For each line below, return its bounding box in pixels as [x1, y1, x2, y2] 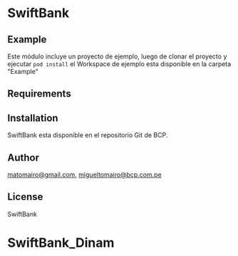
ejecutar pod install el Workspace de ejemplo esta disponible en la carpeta [7, 60, 232, 68]
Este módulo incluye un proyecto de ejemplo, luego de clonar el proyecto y [7, 52, 227, 60]
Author [7, 151, 39, 164]
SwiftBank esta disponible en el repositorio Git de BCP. [7, 131, 168, 139]
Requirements [7, 87, 71, 100]
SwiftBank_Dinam [7, 235, 115, 251]
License [7, 191, 43, 203]
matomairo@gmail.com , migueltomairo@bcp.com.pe [7, 171, 162, 179]
